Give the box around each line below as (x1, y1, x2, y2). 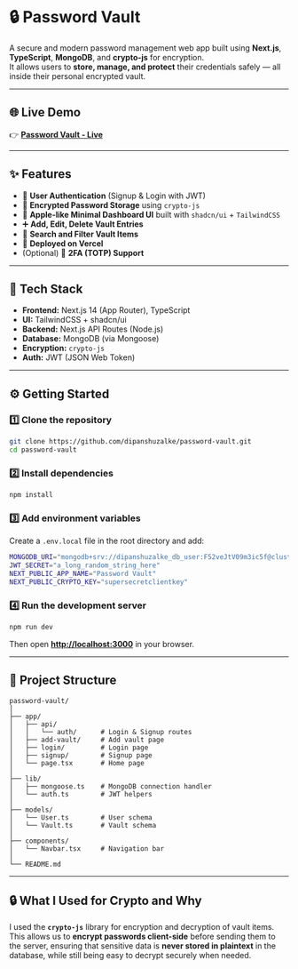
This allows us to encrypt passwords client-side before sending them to (9, 931, 277, 941)
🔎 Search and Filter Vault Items (21, 228, 139, 239)
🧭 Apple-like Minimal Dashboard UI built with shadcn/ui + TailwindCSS (21, 209, 281, 220)
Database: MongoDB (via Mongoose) (21, 333, 160, 344)
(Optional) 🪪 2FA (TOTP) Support (21, 247, 145, 258)
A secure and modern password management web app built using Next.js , (9, 42, 282, 53)
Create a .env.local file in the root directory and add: (9, 535, 205, 547)
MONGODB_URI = (9, 553, 58, 562)
